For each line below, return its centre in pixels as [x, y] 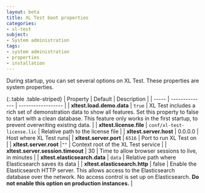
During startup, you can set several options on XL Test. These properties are [103, 81]
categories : [21, 23]
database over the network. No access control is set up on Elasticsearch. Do [103, 177]
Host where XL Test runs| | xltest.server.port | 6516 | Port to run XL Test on [102, 137]
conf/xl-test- [167, 125]
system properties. [30, 87]
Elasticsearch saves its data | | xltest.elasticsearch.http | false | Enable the [102, 164]
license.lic [21, 132]
